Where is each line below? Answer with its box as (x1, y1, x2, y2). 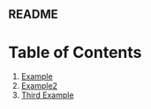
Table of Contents (8, 42, 142, 62)
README (8, 7, 58, 22)
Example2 (20, 81, 58, 91)
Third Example (20, 90, 74, 100)
